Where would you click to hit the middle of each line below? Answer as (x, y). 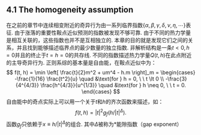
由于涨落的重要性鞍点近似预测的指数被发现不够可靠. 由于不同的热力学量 (102, 32)
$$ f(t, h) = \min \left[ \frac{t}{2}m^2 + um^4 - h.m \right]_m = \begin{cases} (101, 72)
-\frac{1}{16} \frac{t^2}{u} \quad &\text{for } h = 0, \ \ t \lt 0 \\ (89, 79)
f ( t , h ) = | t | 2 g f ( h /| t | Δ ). (101, 112)
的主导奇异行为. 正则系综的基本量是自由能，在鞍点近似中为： (81, 62)
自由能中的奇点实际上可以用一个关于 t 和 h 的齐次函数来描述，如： (85, 101)
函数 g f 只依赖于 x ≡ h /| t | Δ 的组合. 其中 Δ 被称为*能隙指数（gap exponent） (94, 124)
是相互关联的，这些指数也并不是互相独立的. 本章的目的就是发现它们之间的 (97, 40)
